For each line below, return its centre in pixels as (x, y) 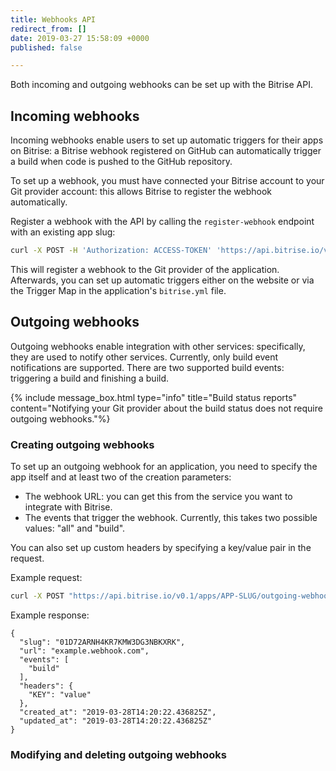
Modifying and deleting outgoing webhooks (119, 754)
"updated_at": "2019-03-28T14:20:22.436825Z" (116, 721)
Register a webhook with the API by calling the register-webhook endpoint (162, 222)
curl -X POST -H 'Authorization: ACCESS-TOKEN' (111, 251)
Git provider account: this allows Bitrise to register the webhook (141, 192)
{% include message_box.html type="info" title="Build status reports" (154, 397)
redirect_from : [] (48, 29)
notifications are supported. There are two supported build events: (147, 367)
